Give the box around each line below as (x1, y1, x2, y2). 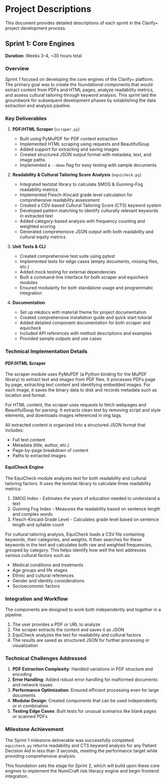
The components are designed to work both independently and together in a (5, 606, 161, 613)
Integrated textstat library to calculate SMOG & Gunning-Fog (19, 181, 143, 187)
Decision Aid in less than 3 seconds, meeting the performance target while (5, 747, 158, 754)
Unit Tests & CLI (12, 244, 46, 250)
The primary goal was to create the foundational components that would (5, 82, 153, 88)
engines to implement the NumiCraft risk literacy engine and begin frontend (5, 768, 160, 774)
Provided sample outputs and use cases (19, 336, 102, 341)
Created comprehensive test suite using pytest (19, 253, 115, 259)
